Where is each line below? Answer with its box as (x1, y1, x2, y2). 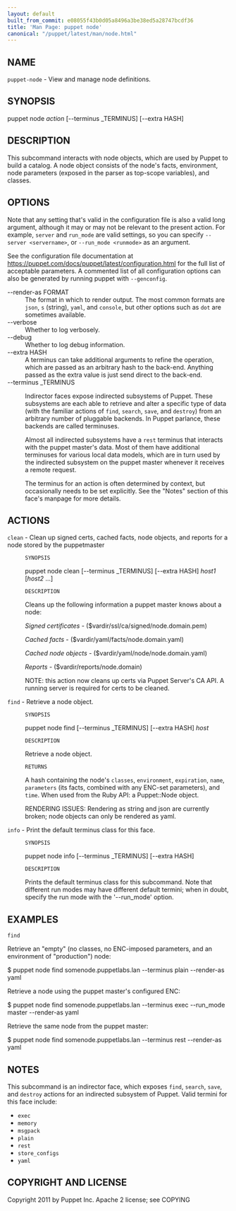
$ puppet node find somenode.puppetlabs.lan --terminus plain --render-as (7, 966, 225, 974)
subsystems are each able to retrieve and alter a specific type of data (25, 399, 227, 407)
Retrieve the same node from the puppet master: (7, 1022, 149, 1031)
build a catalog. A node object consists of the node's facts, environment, (7, 160, 218, 170)
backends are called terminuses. (25, 421, 120, 430)
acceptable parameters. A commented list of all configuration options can (7, 267, 221, 275)
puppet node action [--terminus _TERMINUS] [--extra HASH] (7, 114, 185, 122)
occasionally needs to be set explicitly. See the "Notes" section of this (25, 486, 229, 495)
